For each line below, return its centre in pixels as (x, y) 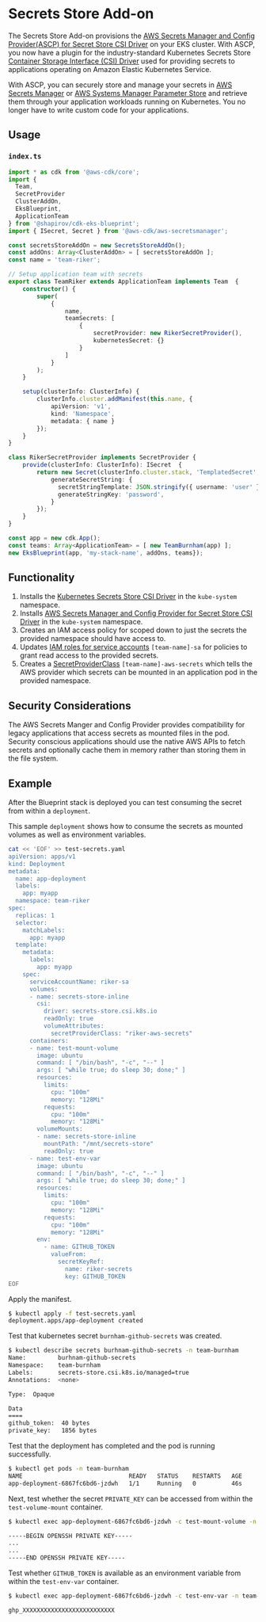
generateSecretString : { (91, 479)
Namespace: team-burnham (55, 1365)
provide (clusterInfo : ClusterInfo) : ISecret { (102, 465)
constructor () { (49, 289)
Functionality (42, 578)
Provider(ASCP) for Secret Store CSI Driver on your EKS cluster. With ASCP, (132, 44)
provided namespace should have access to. (93, 639)
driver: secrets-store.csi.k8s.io (100, 1011)
